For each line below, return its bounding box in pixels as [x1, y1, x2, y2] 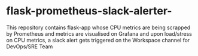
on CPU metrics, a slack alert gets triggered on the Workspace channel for [6, 36, 190, 43]
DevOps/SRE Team [6, 43, 53, 50]
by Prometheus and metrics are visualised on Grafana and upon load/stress [6, 30, 193, 37]
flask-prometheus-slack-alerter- [6, 4, 172, 18]
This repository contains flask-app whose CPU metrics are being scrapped [6, 24, 191, 31]
